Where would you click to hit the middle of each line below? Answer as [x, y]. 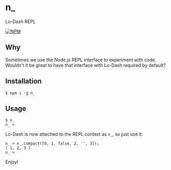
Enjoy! [12, 162]
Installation [23, 81]
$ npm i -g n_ [20, 93]
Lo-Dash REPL [20, 21]
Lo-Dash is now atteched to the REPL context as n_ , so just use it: [74, 134]
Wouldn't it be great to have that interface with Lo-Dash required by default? [86, 65]
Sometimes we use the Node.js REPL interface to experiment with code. [81, 60]
